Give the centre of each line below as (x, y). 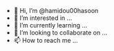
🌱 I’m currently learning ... (50, 25)
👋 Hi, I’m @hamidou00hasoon (56, 11)
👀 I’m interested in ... (43, 18)
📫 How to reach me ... (46, 40)
